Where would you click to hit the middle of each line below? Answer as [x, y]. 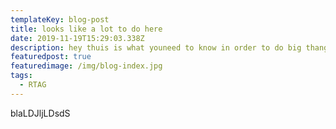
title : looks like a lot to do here [86, 29]
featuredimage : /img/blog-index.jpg [86, 66]
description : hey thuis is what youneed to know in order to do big [156, 47]
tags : [21, 76]
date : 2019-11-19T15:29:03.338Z [77, 38]
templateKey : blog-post [60, 19]
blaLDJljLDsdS [40, 113]
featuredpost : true [51, 57]
